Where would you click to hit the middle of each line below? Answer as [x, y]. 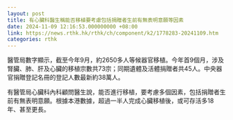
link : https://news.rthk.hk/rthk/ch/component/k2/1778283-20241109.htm [113, 33]
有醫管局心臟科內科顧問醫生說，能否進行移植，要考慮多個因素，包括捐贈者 [113, 92]
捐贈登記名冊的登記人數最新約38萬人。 [69, 78]
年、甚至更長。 [28, 110]
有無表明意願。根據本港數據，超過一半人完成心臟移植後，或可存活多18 [113, 101]
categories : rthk [32, 40]
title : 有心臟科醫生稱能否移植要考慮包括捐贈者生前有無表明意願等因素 [95, 20]
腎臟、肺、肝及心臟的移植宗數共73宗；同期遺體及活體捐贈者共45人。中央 [112, 69]
